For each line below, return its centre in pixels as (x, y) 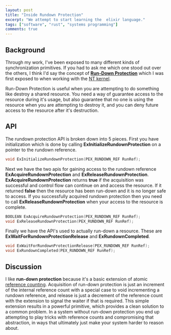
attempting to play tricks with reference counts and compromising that (80, 317)
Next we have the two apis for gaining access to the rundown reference (81, 169)
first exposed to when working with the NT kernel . (58, 78)
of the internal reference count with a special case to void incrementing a (82, 290)
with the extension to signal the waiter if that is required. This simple (77, 301)
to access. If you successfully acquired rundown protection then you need (84, 196)
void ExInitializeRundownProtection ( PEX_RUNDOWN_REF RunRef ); (73, 159)
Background (25, 50)
